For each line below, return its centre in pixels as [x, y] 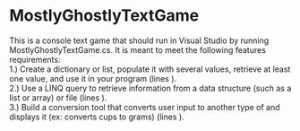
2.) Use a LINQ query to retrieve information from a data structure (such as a [150, 88]
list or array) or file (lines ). [58, 97]
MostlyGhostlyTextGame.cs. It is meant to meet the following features [138, 49]
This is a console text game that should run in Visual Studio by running [139, 40]
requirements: [35, 59]
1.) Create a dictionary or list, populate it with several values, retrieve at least [150, 69]
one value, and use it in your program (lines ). [93, 78]
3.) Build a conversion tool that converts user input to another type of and [145, 107]
